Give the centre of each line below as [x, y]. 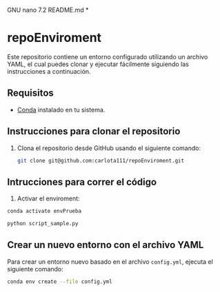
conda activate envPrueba [44, 211]
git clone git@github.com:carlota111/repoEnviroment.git [101, 160]
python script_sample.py [43, 224]
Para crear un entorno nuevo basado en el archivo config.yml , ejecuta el [110, 262]
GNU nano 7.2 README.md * [48, 10]
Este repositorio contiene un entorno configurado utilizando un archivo [108, 56]
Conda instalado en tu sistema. [61, 109]
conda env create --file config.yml [60, 282]
